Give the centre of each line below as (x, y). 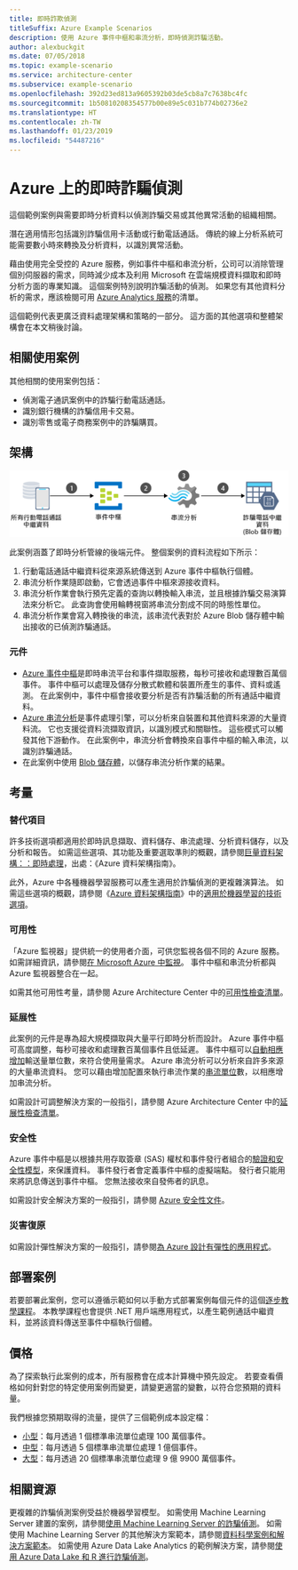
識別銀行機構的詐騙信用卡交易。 (80, 411)
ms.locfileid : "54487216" (57, 141)
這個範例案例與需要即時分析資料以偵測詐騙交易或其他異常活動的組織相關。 (145, 214)
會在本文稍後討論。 (51, 327)
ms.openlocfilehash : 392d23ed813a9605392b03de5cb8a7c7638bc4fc (129, 93)
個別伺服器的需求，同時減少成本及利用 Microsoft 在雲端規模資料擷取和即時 (145, 275)
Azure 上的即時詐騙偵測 (96, 189)
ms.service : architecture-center (71, 76)
